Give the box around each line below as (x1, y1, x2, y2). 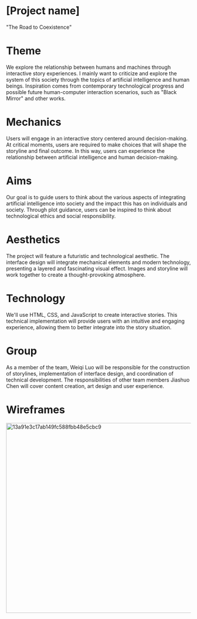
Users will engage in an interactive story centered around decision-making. (6, 135, 188, 142)
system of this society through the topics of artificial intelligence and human (6, 76, 190, 83)
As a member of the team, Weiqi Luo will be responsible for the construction (6, 363, 190, 371)
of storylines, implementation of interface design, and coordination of (6, 370, 174, 377)
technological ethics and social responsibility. (6, 212, 116, 219)
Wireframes (6, 403, 66, 416)
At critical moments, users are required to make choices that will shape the (6, 141, 186, 148)
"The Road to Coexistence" (6, 24, 72, 31)
